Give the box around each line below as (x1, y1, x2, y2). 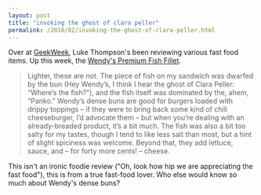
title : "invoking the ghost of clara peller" (8, 19, 159, 27)
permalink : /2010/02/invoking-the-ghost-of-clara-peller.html (8, 26, 216, 34)
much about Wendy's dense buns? (8, 178, 121, 188)
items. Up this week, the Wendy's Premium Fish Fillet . (8, 56, 182, 65)
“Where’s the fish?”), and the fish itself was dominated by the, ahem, (27, 88, 249, 97)
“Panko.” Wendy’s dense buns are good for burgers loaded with (27, 96, 234, 106)
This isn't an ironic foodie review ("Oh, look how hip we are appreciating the (8, 162, 253, 171)
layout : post (8, 11, 51, 20)
